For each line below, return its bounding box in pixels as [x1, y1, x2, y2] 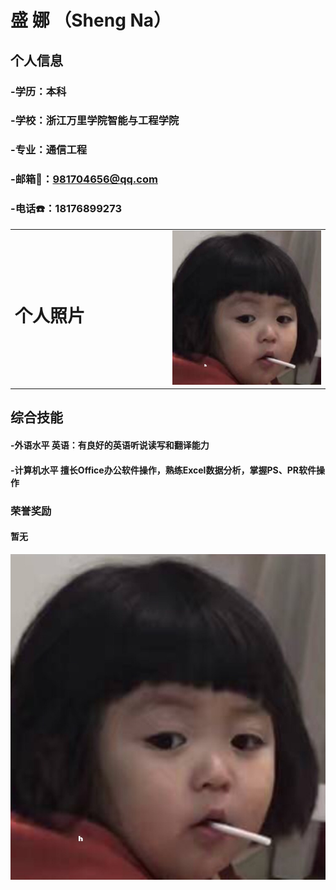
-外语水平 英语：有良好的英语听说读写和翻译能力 [10, 439, 210, 451]
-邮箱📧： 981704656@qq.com [10, 172, 158, 186]
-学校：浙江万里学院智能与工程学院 [10, 114, 180, 128]
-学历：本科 [10, 84, 67, 98]
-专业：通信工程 [10, 143, 88, 157]
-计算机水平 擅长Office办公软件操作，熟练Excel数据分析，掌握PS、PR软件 [10, 464, 317, 476]
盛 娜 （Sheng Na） [10, 9, 172, 32]
